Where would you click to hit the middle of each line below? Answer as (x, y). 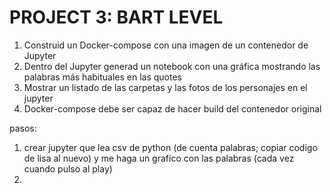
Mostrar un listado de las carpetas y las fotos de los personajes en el (165, 87)
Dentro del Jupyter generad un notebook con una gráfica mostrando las (172, 66)
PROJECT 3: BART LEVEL (116, 17)
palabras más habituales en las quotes (102, 77)
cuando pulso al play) (68, 168)
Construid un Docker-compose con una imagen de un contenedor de (166, 45)
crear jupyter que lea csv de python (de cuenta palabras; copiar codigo (170, 147)
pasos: (23, 128)
